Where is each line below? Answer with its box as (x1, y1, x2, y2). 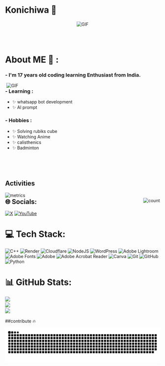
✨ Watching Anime (12, 133, 51, 139)
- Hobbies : (5, 117, 32, 124)
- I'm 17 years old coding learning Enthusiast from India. (5, 71, 141, 78)
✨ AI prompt (12, 105, 38, 110)
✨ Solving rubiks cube (12, 128, 57, 134)
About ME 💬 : (5, 54, 59, 65)
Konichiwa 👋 (5, 4, 57, 16)
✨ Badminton (12, 145, 39, 151)
